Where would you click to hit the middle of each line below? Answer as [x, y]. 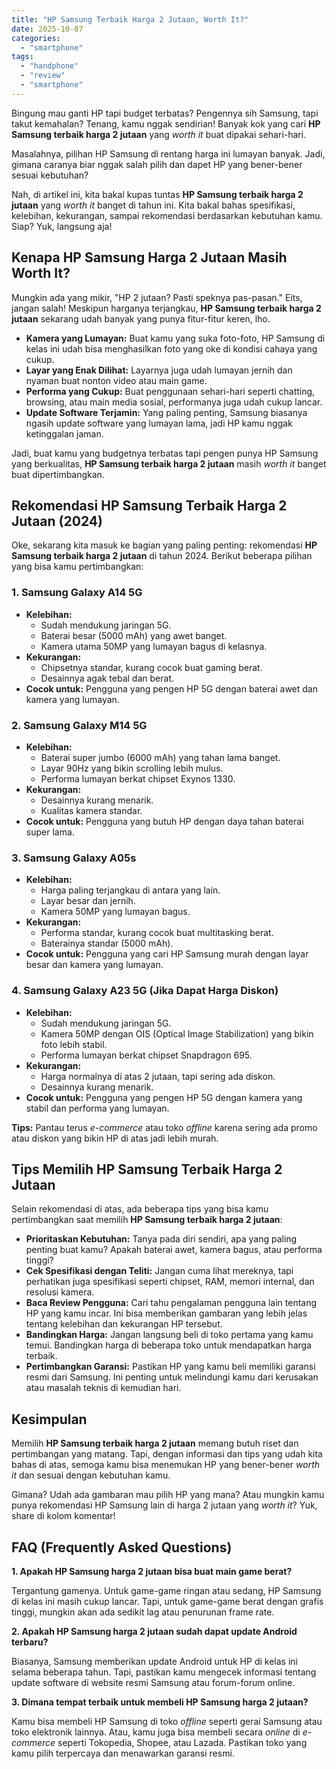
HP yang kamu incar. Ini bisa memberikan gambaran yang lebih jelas [166, 1313]
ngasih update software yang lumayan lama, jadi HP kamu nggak [159, 423]
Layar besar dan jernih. [88, 901]
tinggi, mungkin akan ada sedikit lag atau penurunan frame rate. [143, 1612]
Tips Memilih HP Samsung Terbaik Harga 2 [147, 1169]
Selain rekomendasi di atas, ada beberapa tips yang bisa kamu [140, 1209]
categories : [36, 38]
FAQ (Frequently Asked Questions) [122, 1547]
